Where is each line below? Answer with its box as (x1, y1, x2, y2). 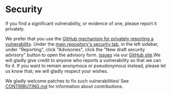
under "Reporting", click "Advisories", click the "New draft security (5, 46, 145, 52)
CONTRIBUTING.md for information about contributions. (5, 83, 124, 89)
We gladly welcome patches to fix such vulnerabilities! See (5, 78, 129, 84)
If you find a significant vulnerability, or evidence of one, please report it (5, 20, 157, 26)
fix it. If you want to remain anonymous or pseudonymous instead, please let (5, 62, 166, 69)
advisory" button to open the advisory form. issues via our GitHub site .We (5, 52, 161, 58)
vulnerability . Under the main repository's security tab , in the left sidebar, (5, 41, 159, 47)
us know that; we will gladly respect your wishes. (5, 68, 109, 74)
